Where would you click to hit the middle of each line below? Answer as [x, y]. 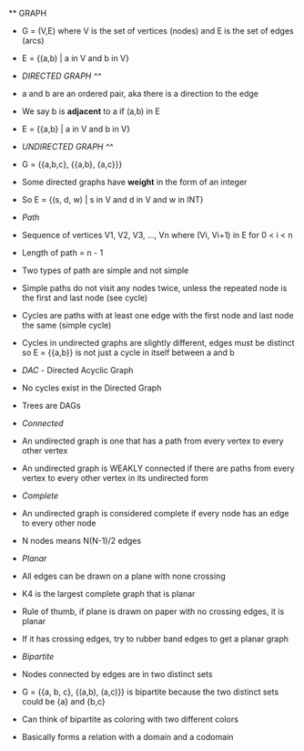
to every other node [59, 523]
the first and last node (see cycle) [85, 297]
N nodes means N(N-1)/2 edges [81, 541]
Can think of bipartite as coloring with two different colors [130, 719]
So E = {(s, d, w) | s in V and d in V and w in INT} [112, 199]
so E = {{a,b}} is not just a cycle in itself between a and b [128, 352]
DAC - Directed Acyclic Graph [77, 370]
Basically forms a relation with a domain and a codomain [127, 737]
